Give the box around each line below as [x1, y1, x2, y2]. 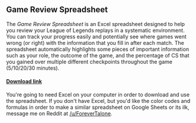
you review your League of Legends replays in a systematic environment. [6, 27, 185, 34]
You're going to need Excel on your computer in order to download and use [6, 91, 190, 98]
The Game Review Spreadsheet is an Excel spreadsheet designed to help [6, 20, 185, 27]
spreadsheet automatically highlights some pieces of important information [6, 46, 189, 53]
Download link [6, 78, 43, 85]
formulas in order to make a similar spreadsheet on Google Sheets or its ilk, [6, 103, 189, 111]
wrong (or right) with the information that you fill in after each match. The [6, 39, 185, 46]
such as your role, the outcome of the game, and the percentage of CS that [6, 51, 189, 59]
